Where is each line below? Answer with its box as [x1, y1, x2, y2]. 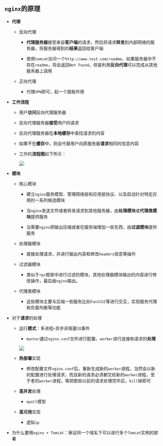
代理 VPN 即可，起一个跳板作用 [26, 88, 84, 94]
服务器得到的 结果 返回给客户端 [43, 45, 103, 51]
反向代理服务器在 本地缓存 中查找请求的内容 [19, 130, 105, 136]
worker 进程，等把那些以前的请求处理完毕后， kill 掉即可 [39, 378, 151, 384]
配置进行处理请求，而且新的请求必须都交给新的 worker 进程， [30, 371, 151, 377]
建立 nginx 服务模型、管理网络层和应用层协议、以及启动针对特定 [26, 191, 153, 197]
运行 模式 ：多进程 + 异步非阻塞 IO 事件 [19, 325, 90, 331]
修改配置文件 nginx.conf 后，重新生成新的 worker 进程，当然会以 [26, 365, 151, 371]
